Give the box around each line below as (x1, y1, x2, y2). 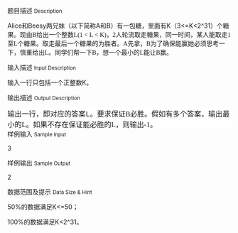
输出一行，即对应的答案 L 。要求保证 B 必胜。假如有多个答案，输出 (7, 109, 223, 119)
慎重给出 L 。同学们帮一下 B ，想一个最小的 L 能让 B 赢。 (19, 48, 173, 56)
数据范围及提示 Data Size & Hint (7, 188, 92, 196)
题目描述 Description (7, 6, 63, 15)
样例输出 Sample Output (7, 158, 71, 167)
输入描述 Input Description (7, 63, 77, 72)
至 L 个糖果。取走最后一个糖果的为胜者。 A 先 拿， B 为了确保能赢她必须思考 (7, 39, 220, 48)
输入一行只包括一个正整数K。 (7, 78, 93, 87)
